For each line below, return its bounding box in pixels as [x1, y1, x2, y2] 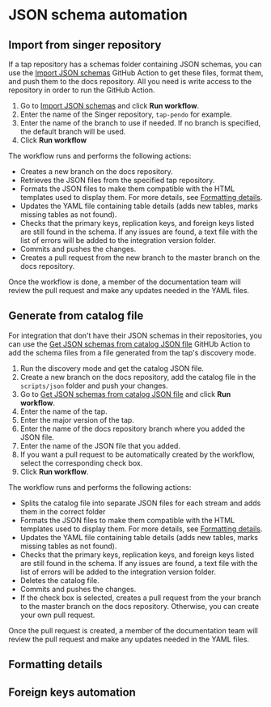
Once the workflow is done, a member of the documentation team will [8, 277, 241, 287]
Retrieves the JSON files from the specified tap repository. [19, 176, 215, 185]
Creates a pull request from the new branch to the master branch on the [19, 253, 260, 262]
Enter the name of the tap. [19, 407, 108, 416]
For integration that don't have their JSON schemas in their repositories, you [8, 330, 263, 340]
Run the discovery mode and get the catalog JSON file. [19, 363, 205, 373]
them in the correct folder [19, 506, 106, 516]
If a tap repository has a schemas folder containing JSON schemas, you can [8, 59, 262, 69]
